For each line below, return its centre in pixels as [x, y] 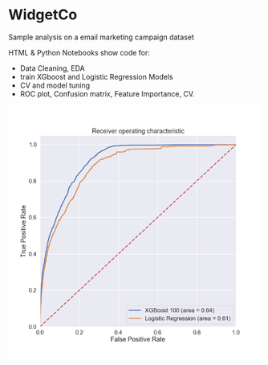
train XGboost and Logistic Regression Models [97, 76]
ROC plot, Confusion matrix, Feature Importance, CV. [107, 93]
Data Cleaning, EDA [53, 68]
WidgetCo [43, 15]
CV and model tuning [55, 85]
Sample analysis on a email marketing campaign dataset [102, 37]
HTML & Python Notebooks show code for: [79, 52]
